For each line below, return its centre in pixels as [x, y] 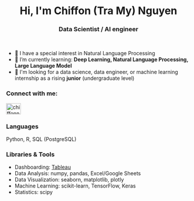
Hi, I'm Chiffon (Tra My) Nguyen [98, 11]
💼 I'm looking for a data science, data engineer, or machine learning [96, 72]
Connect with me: [32, 93]
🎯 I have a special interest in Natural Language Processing [85, 53]
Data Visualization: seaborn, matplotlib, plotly [69, 180]
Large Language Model [43, 66]
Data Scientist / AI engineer [98, 29]
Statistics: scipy [33, 192]
